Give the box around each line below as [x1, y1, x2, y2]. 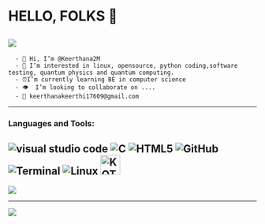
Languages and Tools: [8, 118, 95, 129]
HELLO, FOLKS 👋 [8, 7, 118, 25]
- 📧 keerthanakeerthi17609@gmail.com [15, 92, 140, 100]
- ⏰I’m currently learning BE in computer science [15, 76, 187, 84]
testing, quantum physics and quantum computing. [8, 69, 175, 77]
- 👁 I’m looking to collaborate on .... [15, 84, 156, 91]
